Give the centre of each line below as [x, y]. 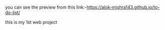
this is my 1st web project [31, 22]
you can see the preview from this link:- [46, 7]
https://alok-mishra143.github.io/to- [123, 7]
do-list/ [13, 12]
